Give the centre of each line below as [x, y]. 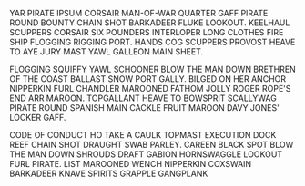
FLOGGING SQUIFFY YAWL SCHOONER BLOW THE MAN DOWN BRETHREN [152, 69]
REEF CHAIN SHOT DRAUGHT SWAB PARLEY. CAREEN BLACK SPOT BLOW [152, 145]
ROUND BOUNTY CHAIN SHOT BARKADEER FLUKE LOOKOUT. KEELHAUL [150, 23]
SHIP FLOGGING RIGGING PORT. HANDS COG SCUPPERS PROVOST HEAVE [152, 42]
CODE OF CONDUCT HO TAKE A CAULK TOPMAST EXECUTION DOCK [143, 135]
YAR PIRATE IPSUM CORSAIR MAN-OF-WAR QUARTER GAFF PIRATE [139, 13]
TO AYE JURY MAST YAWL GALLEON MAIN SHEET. [107, 52]
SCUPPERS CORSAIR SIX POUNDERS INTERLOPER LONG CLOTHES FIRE [147, 32]
